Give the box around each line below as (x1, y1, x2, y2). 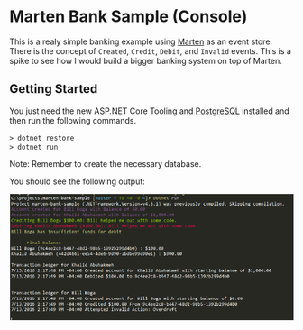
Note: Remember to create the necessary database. (9, 158, 202, 169)
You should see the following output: (9, 176, 146, 187)
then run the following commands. (9, 115, 137, 125)
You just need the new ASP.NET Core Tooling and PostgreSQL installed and (9, 105, 290, 116)
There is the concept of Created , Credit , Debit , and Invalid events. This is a (9, 45, 291, 56)
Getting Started (9, 81, 98, 96)
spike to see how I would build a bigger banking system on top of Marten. (9, 55, 282, 66)
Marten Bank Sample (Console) (9, 6, 248, 27)
